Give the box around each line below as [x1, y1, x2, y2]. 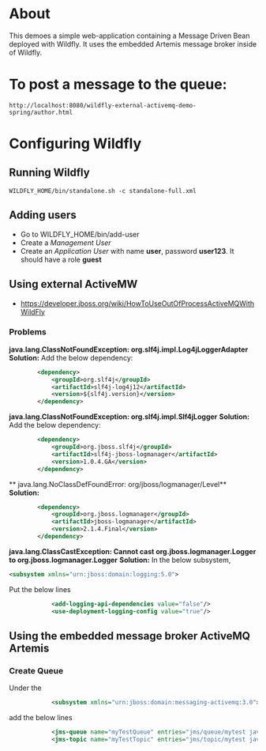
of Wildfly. [9, 47, 43, 57]
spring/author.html [9, 108, 73, 116]
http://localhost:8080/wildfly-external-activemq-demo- [9, 101, 197, 109]
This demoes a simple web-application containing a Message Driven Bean [9, 31, 250, 40]
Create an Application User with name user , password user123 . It [20, 246, 234, 255]
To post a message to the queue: [9, 76, 227, 93]
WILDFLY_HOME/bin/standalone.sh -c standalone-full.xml [9, 187, 197, 194]
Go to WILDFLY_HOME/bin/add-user [20, 229, 140, 239]
